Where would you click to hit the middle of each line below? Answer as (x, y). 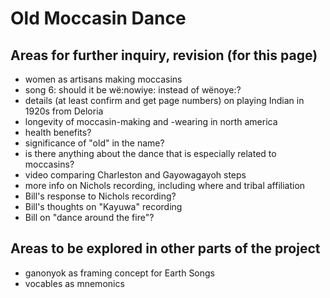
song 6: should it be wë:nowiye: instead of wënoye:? (133, 90)
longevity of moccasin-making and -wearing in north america (151, 121)
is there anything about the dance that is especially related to (150, 153)
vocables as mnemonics (74, 283)
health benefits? (58, 132)
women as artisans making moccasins (103, 79)
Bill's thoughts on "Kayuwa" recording (103, 206)
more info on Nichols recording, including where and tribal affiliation (165, 185)
